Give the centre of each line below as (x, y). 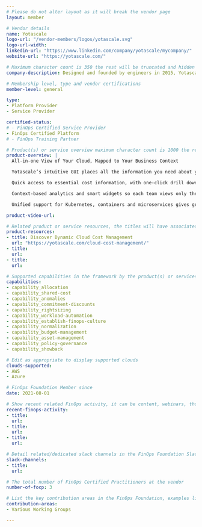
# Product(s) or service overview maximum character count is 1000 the (98, 150)
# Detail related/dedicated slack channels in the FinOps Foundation (95, 454)
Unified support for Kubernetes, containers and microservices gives (100, 204)
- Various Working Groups (38, 510)
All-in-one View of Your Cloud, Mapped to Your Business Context (95, 161)
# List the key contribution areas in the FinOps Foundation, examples (98, 498)
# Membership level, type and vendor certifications (74, 84)
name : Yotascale (26, 34)
